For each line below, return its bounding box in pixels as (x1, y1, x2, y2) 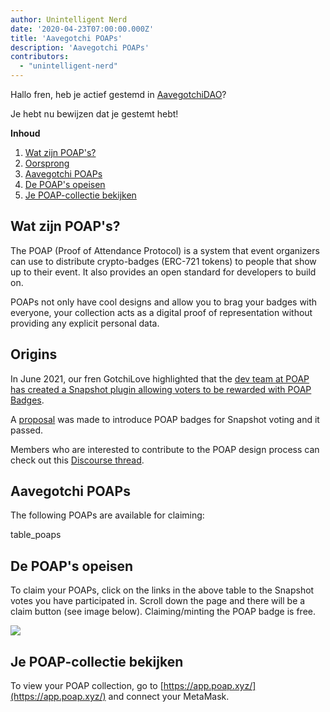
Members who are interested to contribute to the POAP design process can (10, 443, 320, 455)
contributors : (10, 52, 70, 62)
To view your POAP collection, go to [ (10, 680, 164, 692)
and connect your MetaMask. (108, 691, 230, 703)
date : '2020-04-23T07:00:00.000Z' (10, 24, 155, 34)
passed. (10, 424, 44, 436)
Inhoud (10, 127, 41, 139)
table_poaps (10, 529, 62, 541)
